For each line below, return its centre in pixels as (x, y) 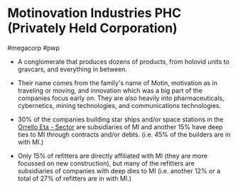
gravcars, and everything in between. (72, 69)
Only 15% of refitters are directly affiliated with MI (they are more (113, 156)
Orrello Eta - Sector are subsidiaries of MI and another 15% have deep (120, 126)
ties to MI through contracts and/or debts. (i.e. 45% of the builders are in (124, 134)
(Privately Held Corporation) (92, 28)
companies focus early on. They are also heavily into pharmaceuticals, (121, 98)
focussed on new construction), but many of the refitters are (106, 163)
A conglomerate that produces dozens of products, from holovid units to (123, 61)
